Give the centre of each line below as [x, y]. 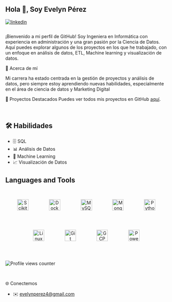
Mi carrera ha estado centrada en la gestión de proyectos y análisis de [80, 78]
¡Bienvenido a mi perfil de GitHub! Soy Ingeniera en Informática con [77, 36]
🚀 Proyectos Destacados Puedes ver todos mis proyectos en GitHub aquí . [83, 99]
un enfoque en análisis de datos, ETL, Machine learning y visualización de [83, 52]
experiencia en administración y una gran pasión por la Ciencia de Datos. [83, 42]
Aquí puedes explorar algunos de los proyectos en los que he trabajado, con [86, 47]
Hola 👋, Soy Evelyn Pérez [46, 10]
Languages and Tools [40, 180]
